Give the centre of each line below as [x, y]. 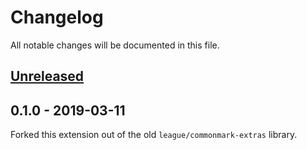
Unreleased [47, 76]
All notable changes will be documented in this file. [115, 45]
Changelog [57, 17]
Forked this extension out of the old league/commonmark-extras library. [154, 135]
